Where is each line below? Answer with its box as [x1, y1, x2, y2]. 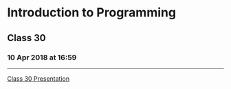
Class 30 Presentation [7, 74, 70, 83]
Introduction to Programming [7, 5, 177, 21]
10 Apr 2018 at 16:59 [7, 53, 77, 62]
